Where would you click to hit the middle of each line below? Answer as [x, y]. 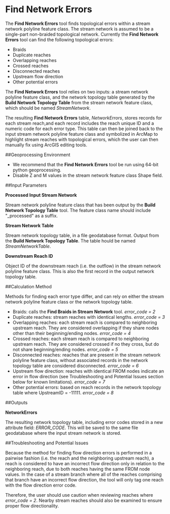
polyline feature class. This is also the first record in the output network [80, 271]
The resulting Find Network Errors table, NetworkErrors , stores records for [84, 117]
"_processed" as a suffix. [32, 216]
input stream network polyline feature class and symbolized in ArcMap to [82, 134]
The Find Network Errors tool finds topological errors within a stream [78, 23]
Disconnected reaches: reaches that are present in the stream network [87, 355]
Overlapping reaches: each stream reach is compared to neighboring [85, 322]
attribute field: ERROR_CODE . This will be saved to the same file [72, 428]
